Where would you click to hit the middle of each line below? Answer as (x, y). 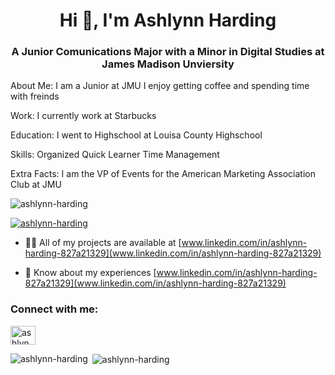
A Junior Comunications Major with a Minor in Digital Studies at (168, 52)
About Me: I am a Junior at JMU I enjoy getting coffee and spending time (160, 86)
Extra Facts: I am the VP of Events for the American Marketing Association (163, 174)
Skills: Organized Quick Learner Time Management (115, 155)
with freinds (35, 96)
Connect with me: (54, 309)
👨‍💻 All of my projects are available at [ (103, 243)
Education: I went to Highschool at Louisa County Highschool (136, 135)
